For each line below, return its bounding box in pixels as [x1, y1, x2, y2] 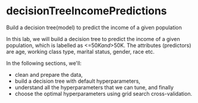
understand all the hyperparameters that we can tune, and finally [14, 83, 174, 90]
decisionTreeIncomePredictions [6, 4, 168, 18]
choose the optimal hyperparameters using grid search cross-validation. [14, 90, 192, 97]
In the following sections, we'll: [6, 60, 82, 67]
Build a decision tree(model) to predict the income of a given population [6, 24, 183, 31]
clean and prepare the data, [14, 71, 83, 78]
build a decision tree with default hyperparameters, [14, 77, 141, 85]
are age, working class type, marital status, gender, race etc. [6, 48, 155, 55]
